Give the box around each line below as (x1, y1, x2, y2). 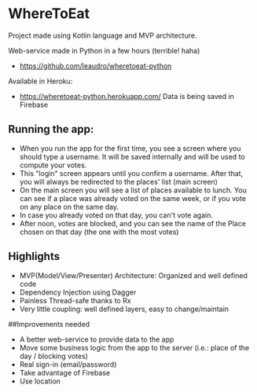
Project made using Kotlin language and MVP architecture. (8, 31, 197, 40)
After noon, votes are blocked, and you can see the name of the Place (19, 218, 246, 228)
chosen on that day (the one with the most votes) (19, 227, 179, 236)
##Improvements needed (8, 319, 90, 328)
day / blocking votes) (19, 351, 89, 361)
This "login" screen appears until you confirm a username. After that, (19, 168, 244, 178)
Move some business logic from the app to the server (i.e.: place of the (19, 343, 250, 352)
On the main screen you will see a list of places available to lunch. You (19, 185, 248, 195)
